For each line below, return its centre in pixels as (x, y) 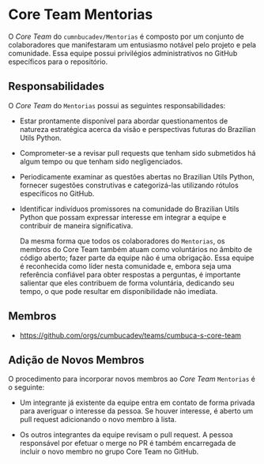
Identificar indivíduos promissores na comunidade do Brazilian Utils (129, 209)
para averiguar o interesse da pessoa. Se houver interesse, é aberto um (136, 411)
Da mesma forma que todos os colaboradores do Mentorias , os (122, 241)
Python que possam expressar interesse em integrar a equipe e (123, 217)
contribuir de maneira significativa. (76, 225)
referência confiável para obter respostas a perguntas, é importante (130, 274)
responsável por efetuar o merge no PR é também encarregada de (128, 443)
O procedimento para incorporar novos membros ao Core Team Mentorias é (132, 379)
